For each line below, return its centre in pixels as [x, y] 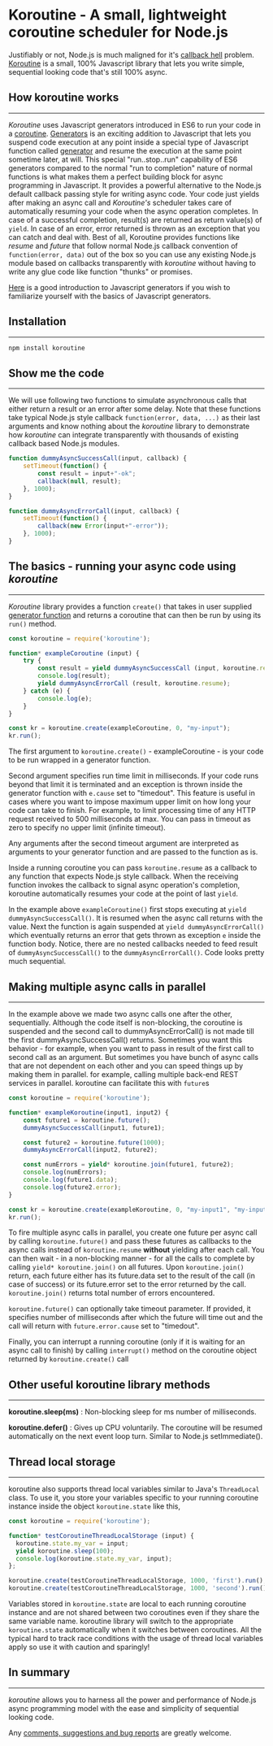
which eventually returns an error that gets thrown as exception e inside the [135, 936]
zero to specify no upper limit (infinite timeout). [87, 827]
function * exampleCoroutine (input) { [74, 653]
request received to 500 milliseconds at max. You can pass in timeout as [130, 819]
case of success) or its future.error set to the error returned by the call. [127, 1284]
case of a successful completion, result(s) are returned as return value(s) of [135, 219]
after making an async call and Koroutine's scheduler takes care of [120, 202]
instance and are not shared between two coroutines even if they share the [134, 1612]
